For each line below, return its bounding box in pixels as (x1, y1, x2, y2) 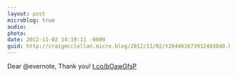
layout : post (7, 10, 46, 17)
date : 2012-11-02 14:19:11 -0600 (7, 36, 106, 43)
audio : (7, 23, 27, 30)
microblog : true (7, 17, 55, 24)
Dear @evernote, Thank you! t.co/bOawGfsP (7, 62, 137, 70)
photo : (7, 29, 27, 37)
